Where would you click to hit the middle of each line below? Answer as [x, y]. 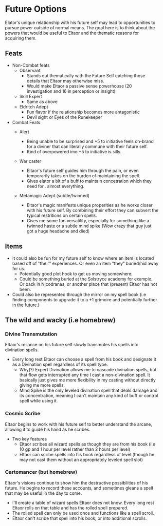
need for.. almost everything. [55, 186]
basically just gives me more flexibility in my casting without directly [87, 380]
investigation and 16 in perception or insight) [71, 91]
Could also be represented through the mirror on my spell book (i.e [79, 295]
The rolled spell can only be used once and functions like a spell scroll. [83, 513]
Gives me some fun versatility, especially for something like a [88, 220]
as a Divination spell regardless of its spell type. [60, 364]
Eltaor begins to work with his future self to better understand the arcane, [79, 424]
